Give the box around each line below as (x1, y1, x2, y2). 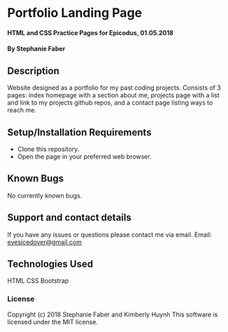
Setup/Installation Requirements (7, 126, 152, 138)
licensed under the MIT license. (7, 317, 98, 326)
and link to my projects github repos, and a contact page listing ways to (7, 98, 213, 107)
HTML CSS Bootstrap (7, 277, 69, 285)
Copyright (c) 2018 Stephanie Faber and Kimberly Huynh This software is (7, 310, 218, 319)
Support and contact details (7, 212, 131, 224)
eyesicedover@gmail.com (7, 237, 83, 246)
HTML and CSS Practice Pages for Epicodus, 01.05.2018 (7, 28, 173, 36)
